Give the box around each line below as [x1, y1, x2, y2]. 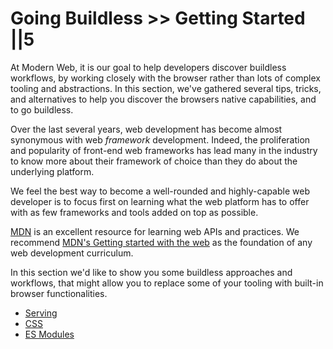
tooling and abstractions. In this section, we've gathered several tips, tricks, [10, 82, 322, 94]
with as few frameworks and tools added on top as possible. [10, 206, 259, 218]
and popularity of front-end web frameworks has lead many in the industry [10, 144, 318, 156]
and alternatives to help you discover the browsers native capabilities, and [10, 93, 317, 105]
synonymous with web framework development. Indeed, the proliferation [10, 133, 311, 146]
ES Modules [24, 328, 75, 340]
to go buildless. [10, 103, 74, 116]
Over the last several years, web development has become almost [10, 123, 283, 135]
